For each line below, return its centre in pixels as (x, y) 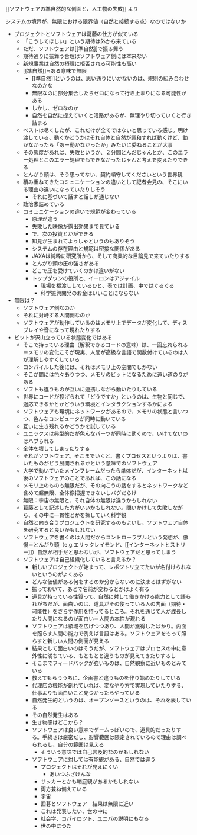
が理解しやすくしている (51, 359)
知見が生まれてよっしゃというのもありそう (83, 241)
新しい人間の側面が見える (78, 641)
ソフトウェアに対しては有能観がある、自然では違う (93, 759)
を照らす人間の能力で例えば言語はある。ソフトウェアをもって (106, 633)
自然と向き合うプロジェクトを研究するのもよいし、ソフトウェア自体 (106, 522)
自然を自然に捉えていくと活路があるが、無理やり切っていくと (106, 115)
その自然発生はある (55, 715)
